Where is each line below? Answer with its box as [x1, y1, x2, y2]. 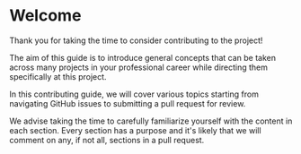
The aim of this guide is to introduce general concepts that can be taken [9, 52, 277, 63]
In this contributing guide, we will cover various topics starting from [9, 89, 259, 99]
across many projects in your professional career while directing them [9, 62, 268, 73]
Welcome [9, 5, 82, 26]
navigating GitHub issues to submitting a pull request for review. [9, 98, 246, 108]
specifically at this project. [9, 71, 107, 81]
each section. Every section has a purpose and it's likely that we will [9, 124, 262, 135]
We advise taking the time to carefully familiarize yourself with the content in [9, 115, 293, 126]
